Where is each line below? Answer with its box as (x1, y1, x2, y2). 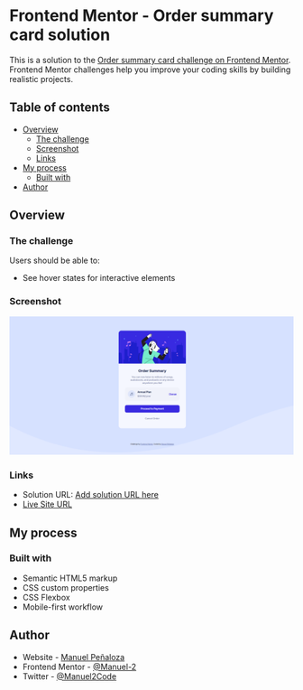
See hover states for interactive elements (22, 273, 176, 284)
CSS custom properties (22, 582, 110, 592)
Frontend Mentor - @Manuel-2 (22, 661, 137, 672)
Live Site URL (22, 499, 73, 510)
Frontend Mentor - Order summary (9, 5, 274, 26)
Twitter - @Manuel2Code (22, 670, 117, 682)
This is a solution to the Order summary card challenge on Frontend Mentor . (9, 54, 291, 65)
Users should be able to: (9, 255, 101, 266)
